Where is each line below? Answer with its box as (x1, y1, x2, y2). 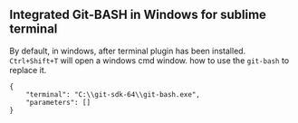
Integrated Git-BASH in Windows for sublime (9, 7, 267, 23)
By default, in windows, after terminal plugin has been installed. (9, 45, 246, 56)
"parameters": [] (25, 98, 91, 107)
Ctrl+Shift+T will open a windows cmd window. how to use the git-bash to (9, 54, 290, 66)
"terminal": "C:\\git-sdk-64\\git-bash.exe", (25, 90, 201, 99)
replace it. (9, 64, 47, 75)
